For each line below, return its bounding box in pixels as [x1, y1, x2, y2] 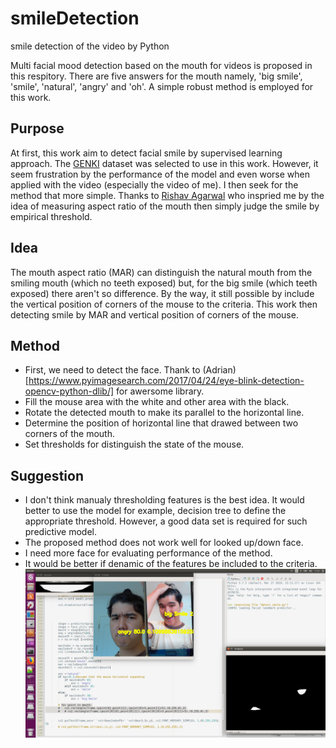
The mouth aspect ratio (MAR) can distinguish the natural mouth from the [10, 266, 313, 278]
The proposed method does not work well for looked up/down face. [24, 537, 304, 549]
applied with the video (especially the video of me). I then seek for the [10, 178, 299, 191]
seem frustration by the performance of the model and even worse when [10, 168, 310, 180]
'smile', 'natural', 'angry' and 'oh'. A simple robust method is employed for [10, 80, 314, 92]
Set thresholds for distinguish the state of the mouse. [24, 438, 245, 451]
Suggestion [10, 467, 84, 484]
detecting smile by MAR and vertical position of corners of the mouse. [10, 308, 299, 321]
